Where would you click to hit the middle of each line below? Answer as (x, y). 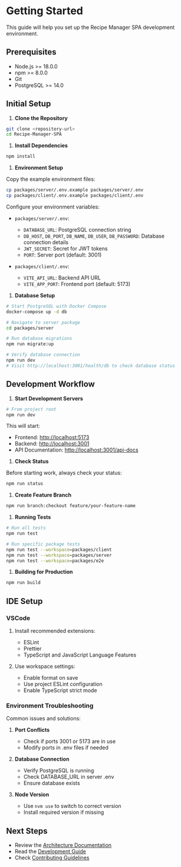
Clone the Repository (41, 118)
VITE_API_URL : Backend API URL (62, 277)
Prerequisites (31, 52)
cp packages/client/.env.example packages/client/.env (75, 196)
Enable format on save (51, 677)
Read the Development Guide (50, 852)
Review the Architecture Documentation (63, 845)
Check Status (32, 462)
